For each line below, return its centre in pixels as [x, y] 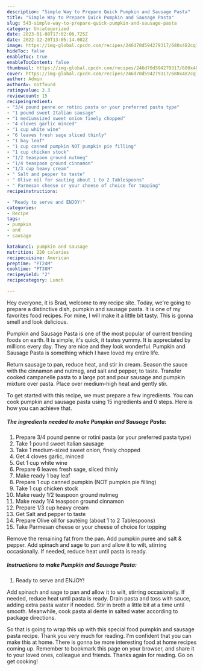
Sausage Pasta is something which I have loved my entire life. [83, 353]
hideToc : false [26, 51]
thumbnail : [20, 68]
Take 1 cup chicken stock [47, 488]
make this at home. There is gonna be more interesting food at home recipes [102, 642]
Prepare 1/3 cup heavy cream [52, 508]
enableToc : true [27, 57]
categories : [22, 208]
